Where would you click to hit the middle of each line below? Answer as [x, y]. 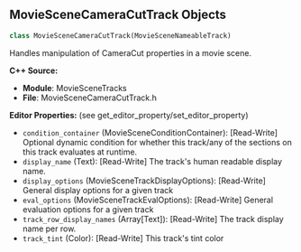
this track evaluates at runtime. [80, 152]
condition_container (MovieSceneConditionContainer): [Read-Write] [150, 132]
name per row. [49, 229]
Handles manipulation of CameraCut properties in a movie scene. [131, 52]
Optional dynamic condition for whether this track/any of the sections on [157, 142]
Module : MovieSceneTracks [75, 88]
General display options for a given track [98, 190]
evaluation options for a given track [88, 209]
